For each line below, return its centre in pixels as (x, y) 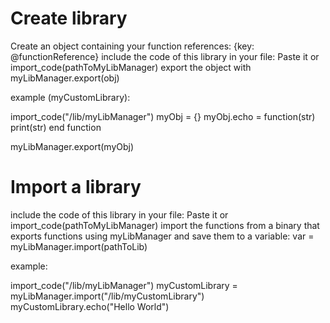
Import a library (76, 187)
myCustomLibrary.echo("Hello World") (90, 306)
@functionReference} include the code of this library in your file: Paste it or (165, 56)
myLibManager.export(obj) (65, 78)
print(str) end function (56, 127)
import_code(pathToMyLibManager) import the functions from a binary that (165, 225)
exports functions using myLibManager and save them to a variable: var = (162, 236)
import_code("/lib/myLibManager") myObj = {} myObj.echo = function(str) (163, 116)
